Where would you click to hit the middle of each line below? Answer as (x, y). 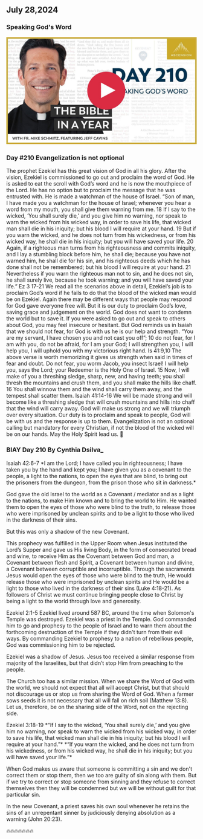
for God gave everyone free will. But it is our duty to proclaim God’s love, (97, 306)
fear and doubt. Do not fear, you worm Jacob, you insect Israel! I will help (97, 364)
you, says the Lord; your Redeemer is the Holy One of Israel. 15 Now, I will (98, 370)
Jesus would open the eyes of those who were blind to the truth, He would (99, 575)
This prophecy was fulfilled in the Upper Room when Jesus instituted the (97, 543)
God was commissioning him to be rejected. (61, 645)
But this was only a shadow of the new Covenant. (68, 531)
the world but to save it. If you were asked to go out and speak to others (96, 319)
